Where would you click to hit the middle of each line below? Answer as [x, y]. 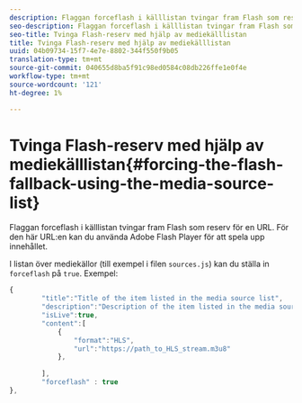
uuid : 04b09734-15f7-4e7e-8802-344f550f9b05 [94, 51]
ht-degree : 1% [36, 93]
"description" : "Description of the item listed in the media [159, 307]
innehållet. [28, 246]
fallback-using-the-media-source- [142, 183]
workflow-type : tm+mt [50, 76]
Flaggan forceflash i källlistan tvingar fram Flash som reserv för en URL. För [149, 228]
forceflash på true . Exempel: [64, 273]
